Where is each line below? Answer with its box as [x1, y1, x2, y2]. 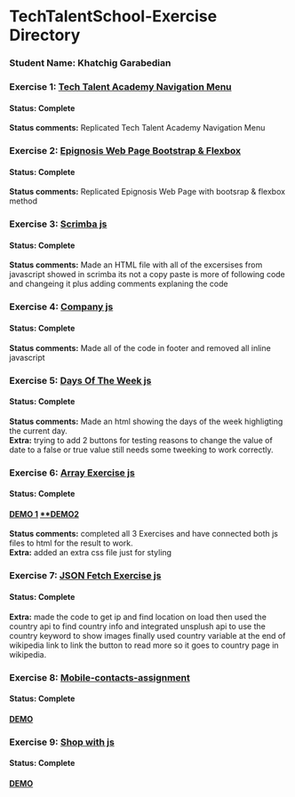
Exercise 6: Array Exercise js [9, 466, 135, 479]
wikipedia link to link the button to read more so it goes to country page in [9, 640, 279, 650]
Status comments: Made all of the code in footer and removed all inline [9, 342, 271, 353]
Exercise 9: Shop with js [9, 736, 116, 748]
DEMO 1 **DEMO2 [9, 508, 80, 519]
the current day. [9, 425, 68, 436]
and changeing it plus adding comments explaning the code [9, 278, 228, 290]
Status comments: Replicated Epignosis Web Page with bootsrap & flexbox [9, 187, 286, 197]
